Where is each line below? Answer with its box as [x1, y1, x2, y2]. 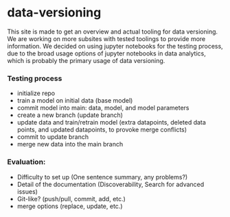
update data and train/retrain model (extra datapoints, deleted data [16, 118, 206, 127]
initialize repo [16, 89, 56, 97]
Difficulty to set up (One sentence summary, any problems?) [16, 173, 188, 181]
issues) [16, 187, 38, 196]
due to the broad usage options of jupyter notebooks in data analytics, [7, 49, 206, 58]
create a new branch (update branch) [16, 111, 124, 119]
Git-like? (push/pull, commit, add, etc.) [16, 194, 126, 203]
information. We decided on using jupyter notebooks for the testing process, [7, 42, 223, 50]
